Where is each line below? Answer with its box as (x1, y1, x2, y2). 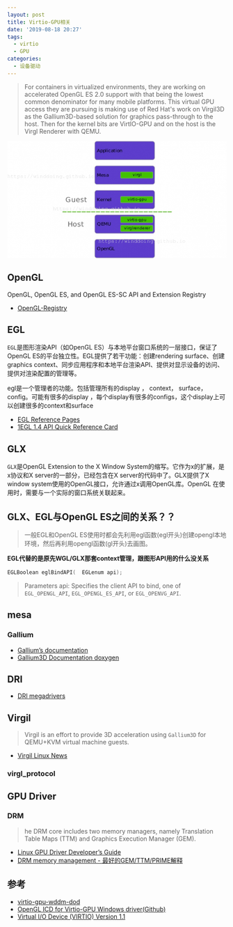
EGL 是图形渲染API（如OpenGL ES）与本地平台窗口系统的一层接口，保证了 (7, 343, 218, 352)
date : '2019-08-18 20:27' (7, 26, 82, 33)
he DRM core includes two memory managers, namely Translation (24, 827, 214, 835)
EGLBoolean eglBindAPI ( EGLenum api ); (7, 569, 123, 576)
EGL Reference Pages (17, 415, 80, 424)
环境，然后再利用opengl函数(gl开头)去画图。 (24, 540, 152, 548)
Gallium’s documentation (17, 646, 88, 654)
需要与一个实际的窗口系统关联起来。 (25, 488, 129, 497)
